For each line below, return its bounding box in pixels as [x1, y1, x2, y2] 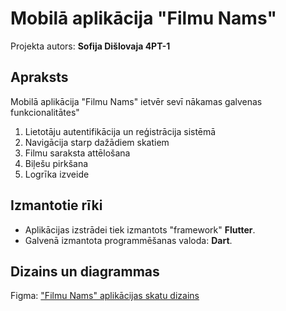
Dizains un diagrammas [10, 263, 160, 280]
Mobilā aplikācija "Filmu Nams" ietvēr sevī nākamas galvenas [10, 95, 263, 107]
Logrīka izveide [24, 168, 90, 180]
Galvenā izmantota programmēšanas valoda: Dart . [24, 234, 233, 246]
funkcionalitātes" [10, 106, 80, 118]
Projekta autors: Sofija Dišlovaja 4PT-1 [10, 40, 171, 52]
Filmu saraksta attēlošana [24, 147, 131, 159]
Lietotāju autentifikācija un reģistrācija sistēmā [24, 125, 217, 137]
